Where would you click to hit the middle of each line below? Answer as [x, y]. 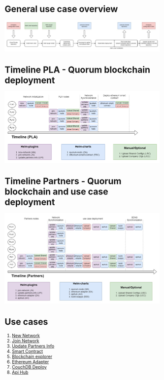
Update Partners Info [33, 346]
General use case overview [61, 9]
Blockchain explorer [32, 356]
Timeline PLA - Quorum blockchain [78, 70]
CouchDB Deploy [29, 367]
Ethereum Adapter [30, 362]
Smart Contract [27, 351]
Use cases [26, 322]
